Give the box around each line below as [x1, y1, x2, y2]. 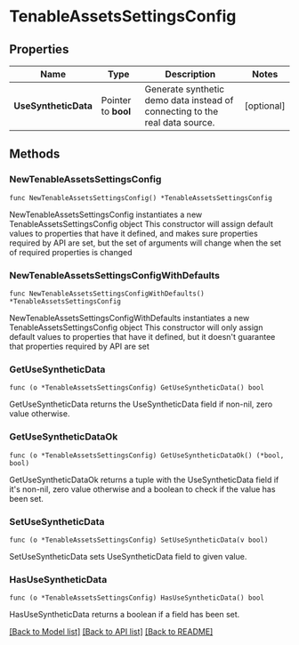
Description [165, 69, 216, 80]
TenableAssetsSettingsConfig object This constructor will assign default [9, 218, 273, 229]
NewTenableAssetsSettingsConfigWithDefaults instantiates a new [9, 312, 250, 323]
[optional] [244, 100, 286, 112]
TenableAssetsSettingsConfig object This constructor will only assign [9, 322, 263, 333]
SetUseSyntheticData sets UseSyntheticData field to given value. [9, 551, 247, 561]
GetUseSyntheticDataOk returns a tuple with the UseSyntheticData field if [9, 474, 279, 485]
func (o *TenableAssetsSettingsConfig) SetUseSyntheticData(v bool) [9, 536, 269, 544]
